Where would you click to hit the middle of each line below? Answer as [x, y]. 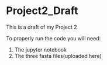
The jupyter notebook [41, 49]
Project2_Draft [42, 11]
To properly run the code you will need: [53, 38]
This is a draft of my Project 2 [42, 27]
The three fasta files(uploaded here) [58, 56]
